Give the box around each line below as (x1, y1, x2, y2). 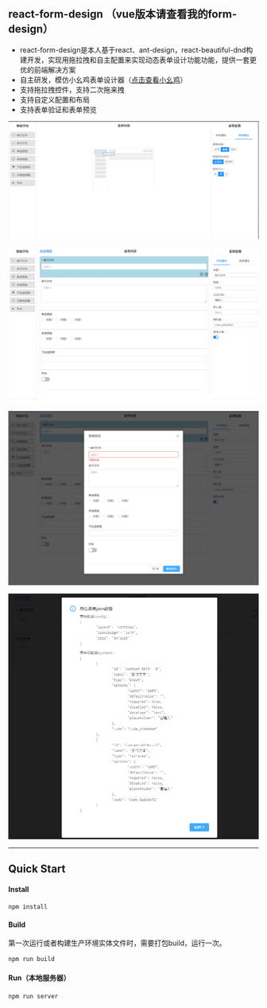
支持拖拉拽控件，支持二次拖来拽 (19, 84, 125, 94)
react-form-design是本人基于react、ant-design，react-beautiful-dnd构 (19, 45, 253, 54)
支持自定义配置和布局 (19, 95, 90, 104)
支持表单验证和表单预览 (19, 104, 97, 114)
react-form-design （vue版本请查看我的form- (8, 7, 238, 21)
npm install (8, 903, 48, 911)
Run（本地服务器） (8, 973, 71, 983)
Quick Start (8, 862, 66, 876)
